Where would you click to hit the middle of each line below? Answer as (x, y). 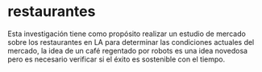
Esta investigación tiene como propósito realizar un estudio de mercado (127, 34)
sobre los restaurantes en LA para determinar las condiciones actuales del (131, 42)
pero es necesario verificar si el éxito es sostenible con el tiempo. (116, 59)
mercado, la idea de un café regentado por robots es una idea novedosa (127, 50)
